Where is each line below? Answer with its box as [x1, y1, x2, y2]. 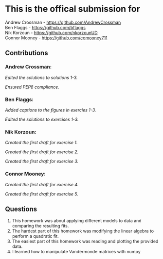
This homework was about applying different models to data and [12, 218, 142, 224]
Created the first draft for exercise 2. [5, 149, 79, 155]
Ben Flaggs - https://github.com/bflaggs [5, 24, 86, 30]
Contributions [5, 49, 48, 57]
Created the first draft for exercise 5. [5, 191, 79, 197]
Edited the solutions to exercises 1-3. [5, 116, 79, 122]
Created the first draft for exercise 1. [5, 140, 78, 146]
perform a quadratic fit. [12, 233, 59, 239]
